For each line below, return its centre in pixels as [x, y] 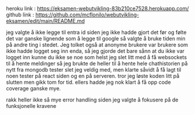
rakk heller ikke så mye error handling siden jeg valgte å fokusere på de [92, 100]
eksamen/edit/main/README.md [45, 21]
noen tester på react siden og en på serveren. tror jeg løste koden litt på [93, 76]
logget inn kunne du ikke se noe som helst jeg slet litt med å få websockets [97, 57]
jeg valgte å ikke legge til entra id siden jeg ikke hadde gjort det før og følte [96, 32]
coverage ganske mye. [34, 88]
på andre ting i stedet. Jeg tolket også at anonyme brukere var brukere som [97, 45]
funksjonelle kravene [31, 106]
